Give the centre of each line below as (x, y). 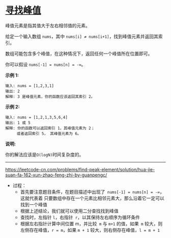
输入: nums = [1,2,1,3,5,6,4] (36, 117)
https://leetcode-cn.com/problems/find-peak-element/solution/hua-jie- (80, 169)
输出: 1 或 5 (18, 123)
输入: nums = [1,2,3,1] (30, 86)
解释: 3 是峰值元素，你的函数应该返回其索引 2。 (50, 97)
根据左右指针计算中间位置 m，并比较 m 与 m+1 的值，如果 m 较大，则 (91, 223)
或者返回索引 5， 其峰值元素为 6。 (49, 134)
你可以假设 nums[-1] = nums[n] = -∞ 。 (46, 64)
